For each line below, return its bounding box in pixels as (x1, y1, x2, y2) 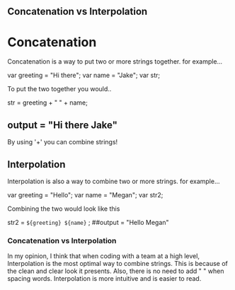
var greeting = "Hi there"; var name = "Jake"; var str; (7, 71, 161, 80)
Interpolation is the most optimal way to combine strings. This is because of (7, 260, 229, 268)
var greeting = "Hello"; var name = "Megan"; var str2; (7, 190, 164, 199)
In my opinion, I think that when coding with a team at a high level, (7, 252, 200, 260)
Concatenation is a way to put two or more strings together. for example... (7, 57, 223, 66)
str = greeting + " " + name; (7, 98, 88, 107)
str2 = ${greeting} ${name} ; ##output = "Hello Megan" (7, 218, 169, 226)
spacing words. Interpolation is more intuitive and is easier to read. (7, 274, 202, 283)
